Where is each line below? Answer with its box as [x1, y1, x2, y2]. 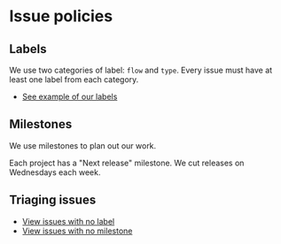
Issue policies [9, 6, 113, 27]
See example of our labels [21, 91, 118, 102]
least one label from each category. [9, 74, 139, 85]
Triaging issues [9, 193, 97, 208]
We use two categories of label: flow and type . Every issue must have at [9, 65, 273, 75]
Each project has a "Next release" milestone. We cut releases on [9, 157, 245, 168]
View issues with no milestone [21, 225, 133, 236]
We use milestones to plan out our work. [9, 140, 157, 151]
